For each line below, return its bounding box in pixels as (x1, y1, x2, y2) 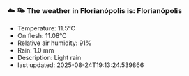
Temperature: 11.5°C (17, 24, 76, 32)
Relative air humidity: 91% (17, 39, 92, 47)
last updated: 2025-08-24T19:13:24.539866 (17, 61, 144, 69)
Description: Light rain (17, 54, 82, 62)
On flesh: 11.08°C (17, 32, 67, 40)
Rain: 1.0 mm (17, 46, 54, 55)
